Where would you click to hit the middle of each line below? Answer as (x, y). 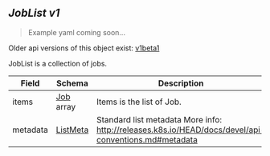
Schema (72, 83)
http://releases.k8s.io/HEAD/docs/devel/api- (181, 130)
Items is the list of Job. (139, 102)
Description (181, 83)
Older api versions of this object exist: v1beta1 (84, 48)
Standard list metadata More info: (159, 119)
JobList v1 (34, 13)
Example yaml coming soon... (77, 32)
